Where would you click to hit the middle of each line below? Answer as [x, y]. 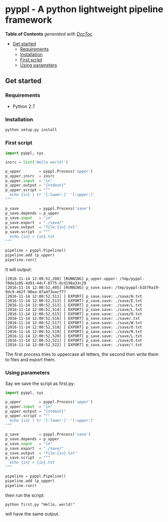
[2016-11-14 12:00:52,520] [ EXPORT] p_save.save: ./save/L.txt [74, 336]
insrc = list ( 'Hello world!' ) [37, 162]
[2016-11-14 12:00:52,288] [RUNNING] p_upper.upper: [61, 279]
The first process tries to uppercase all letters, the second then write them [82, 354]
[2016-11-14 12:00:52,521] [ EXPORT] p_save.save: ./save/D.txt [74, 340]
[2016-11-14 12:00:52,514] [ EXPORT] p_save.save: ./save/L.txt [74, 309]
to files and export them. [31, 359]
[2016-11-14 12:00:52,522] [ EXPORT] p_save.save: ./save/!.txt [74, 345]
